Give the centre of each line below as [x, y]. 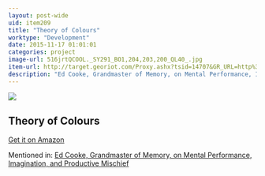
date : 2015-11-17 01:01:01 [52, 45]
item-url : [24, 67]
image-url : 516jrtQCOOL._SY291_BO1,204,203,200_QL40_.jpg [105, 60]
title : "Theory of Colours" [54, 30]
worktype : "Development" [49, 37]
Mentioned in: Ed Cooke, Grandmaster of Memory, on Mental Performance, [130, 155]
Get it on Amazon [36, 140]
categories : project [42, 52]
